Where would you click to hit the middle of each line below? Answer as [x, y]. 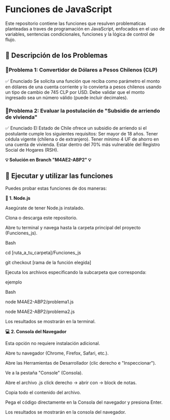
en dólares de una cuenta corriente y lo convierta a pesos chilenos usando [83, 87]
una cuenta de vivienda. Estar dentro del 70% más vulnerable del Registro [83, 144]
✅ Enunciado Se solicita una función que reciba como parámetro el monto [83, 81]
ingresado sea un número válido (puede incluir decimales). [67, 97]
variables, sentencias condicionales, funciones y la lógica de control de [80, 34]
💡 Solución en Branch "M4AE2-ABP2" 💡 [48, 160]
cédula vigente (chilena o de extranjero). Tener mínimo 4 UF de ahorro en [82, 139]
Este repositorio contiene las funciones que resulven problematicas [76, 23]
